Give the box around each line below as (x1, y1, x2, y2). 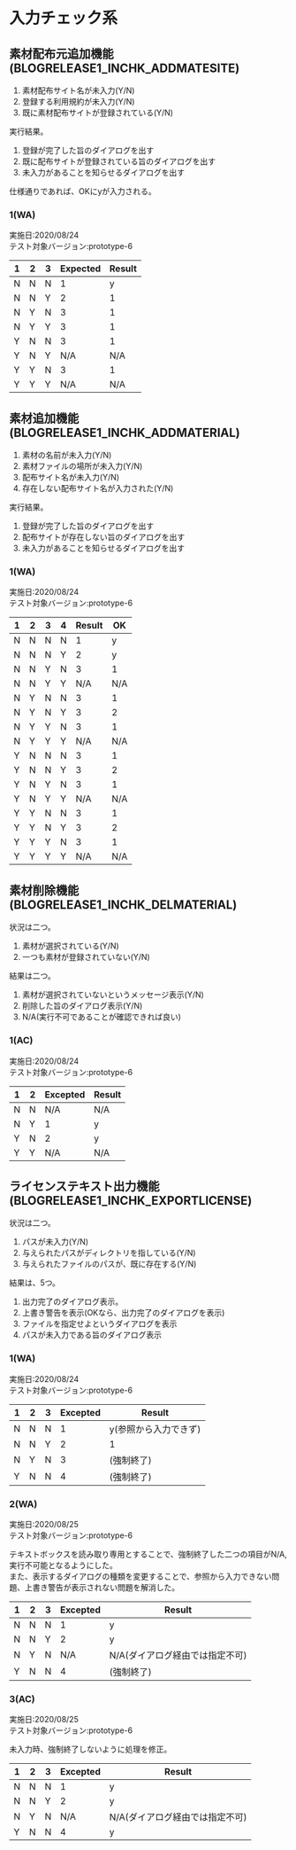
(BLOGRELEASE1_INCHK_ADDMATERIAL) (9, 425, 240, 440)
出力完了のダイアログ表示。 (21, 1296, 124, 1307)
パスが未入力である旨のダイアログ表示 (21, 1330, 162, 1340)
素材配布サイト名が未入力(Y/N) (21, 85, 135, 96)
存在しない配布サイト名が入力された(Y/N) (21, 483, 174, 494)
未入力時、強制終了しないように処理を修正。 (9, 1744, 172, 1755)
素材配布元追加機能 (9, 46, 114, 61)
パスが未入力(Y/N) (21, 1237, 89, 1247)
